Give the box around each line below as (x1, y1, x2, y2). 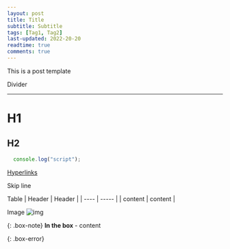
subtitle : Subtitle (7, 23, 63, 29)
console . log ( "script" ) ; (13, 155, 81, 163)
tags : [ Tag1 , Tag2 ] (7, 29, 63, 36)
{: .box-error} (7, 234, 44, 243)
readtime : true (7, 42, 51, 49)
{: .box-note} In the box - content (7, 221, 101, 229)
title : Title (7, 16, 44, 23)
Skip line (7, 181, 31, 189)
